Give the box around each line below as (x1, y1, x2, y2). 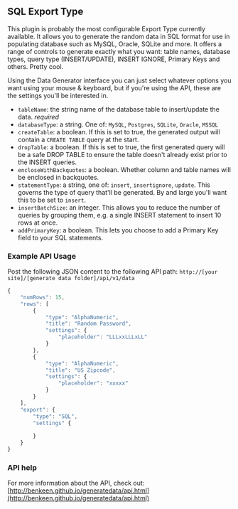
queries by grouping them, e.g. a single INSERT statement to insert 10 (17, 210, 222, 219)
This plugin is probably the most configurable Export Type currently (7, 24, 206, 33)
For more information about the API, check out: (7, 479, 145, 488)
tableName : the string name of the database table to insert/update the (17, 105, 220, 113)
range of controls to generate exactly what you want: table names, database (7, 47, 231, 55)
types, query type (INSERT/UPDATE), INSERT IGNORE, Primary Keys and (7, 55, 220, 63)
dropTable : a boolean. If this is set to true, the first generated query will (17, 142, 225, 151)
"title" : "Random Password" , (45, 320, 132, 328)
